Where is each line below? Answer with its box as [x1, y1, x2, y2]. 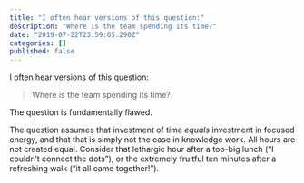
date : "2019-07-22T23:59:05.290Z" [9, 30, 141, 39]
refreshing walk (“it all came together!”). [9, 163, 160, 174]
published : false [9, 47, 75, 56]
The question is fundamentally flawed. [9, 107, 152, 118]
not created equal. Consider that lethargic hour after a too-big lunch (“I [9, 144, 274, 155]
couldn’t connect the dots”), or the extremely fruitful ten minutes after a [9, 153, 277, 164]
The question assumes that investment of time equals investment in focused [9, 124, 295, 136]
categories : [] [9, 38, 67, 48]
